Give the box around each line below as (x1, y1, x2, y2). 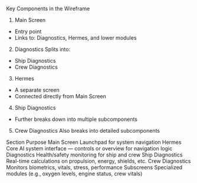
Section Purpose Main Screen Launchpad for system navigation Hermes (6, 139, 182, 146)
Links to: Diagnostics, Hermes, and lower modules (14, 34, 137, 41)
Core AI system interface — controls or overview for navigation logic (6, 145, 173, 152)
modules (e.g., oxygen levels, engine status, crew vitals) (6, 170, 143, 177)
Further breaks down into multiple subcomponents (14, 115, 137, 123)
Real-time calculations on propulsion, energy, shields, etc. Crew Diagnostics (6, 158, 191, 165)
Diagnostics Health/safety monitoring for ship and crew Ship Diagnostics (6, 151, 183, 158)
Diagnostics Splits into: (14, 46, 71, 53)
